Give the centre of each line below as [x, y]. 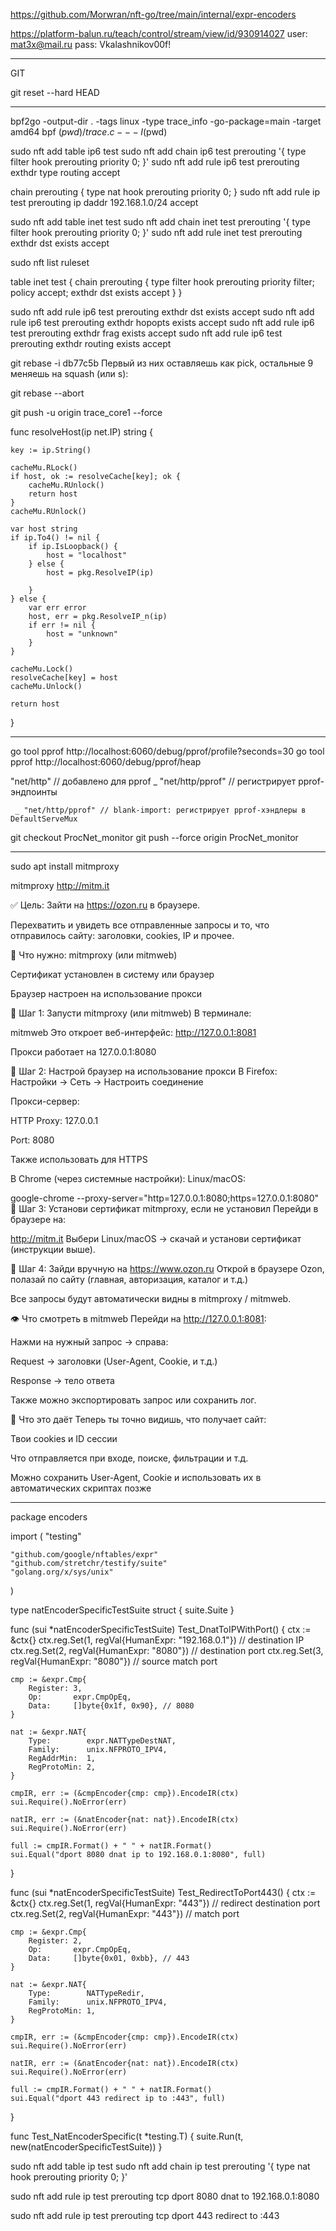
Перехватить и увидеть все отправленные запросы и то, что [140, 925]
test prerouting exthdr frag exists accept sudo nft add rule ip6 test [146, 333]
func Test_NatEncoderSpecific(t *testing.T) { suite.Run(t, [127, 2136]
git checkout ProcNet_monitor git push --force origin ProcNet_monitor [154, 837]
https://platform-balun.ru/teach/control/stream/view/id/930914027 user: [159, 33]
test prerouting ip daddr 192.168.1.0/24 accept [104, 202]
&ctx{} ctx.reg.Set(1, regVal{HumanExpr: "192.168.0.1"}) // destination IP [157, 1640]
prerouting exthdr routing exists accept [91, 343]
